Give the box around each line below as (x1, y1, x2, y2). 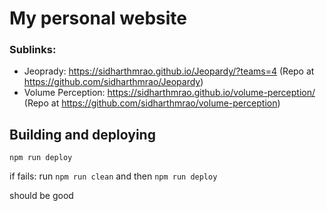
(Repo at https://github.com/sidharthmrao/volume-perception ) (23, 97, 281, 109)
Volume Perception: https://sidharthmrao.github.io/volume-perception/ (23, 87, 316, 99)
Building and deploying (9, 126, 156, 143)
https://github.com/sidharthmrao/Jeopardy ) (23, 76, 204, 88)
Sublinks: (9, 43, 57, 57)
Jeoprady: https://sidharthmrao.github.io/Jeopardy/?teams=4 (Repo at (23, 65, 315, 77)
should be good (9, 190, 74, 202)
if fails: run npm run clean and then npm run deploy (9, 170, 218, 182)
